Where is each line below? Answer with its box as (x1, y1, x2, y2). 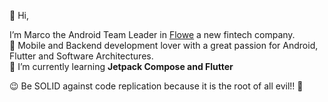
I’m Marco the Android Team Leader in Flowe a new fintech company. (9, 29, 296, 40)
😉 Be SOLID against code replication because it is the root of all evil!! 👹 (9, 80, 304, 92)
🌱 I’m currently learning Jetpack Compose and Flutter (9, 61, 234, 72)
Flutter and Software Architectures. (9, 50, 154, 62)
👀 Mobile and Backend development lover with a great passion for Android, (9, 40, 319, 51)
